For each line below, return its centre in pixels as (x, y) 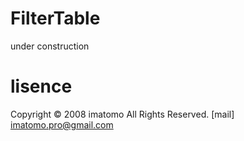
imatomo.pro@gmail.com (62, 124)
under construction (50, 46)
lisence (41, 86)
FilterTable (55, 18)
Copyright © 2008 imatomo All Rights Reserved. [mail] (122, 114)
